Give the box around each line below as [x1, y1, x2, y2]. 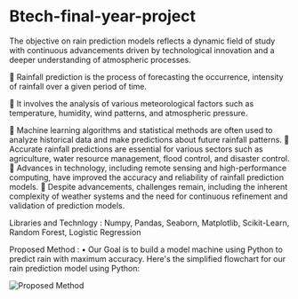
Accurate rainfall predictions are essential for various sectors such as [9, 144, 264, 154]
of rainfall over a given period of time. [9, 81, 148, 91]
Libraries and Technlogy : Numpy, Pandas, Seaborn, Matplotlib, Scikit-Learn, [9, 217, 290, 228]
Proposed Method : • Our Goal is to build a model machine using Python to [9, 244, 283, 255]
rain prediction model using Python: [9, 263, 141, 273]
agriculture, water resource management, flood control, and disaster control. [9, 153, 290, 163]
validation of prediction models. [9, 200, 125, 210]
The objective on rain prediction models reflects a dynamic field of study [9, 35, 276, 46]
